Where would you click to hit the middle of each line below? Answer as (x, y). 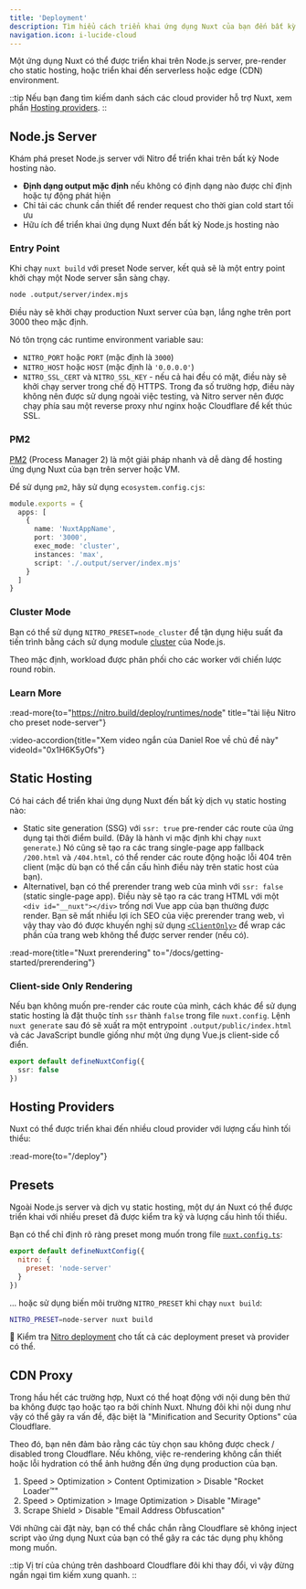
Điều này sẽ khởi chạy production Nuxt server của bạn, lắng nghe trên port (150, 313)
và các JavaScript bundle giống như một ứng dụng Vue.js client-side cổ (145, 1035)
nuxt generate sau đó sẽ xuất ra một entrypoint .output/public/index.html (151, 1025)
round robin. (33, 669)
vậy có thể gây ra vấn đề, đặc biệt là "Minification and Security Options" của (153, 1417)
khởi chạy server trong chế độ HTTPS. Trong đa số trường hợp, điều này (158, 387)
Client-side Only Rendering (71, 986)
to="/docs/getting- (188, 953)
